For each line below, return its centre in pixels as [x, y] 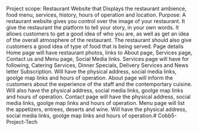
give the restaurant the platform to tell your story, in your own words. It [93, 27]
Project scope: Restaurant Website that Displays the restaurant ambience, [97, 9]
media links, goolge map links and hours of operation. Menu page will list [95, 103]
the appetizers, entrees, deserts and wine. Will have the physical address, [97, 109]
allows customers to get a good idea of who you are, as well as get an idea [98, 34]
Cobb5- [167, 116]
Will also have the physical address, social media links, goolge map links [95, 90]
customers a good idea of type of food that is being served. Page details [95, 46]
